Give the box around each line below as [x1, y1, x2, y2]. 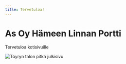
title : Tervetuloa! [5, 7, 45, 12]
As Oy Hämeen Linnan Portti [5, 28, 122, 39]
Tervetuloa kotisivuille [5, 44, 49, 50]
